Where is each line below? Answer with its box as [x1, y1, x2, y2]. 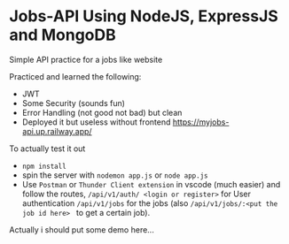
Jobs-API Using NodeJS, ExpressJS [9, 6, 279, 27]
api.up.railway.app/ [21, 126, 92, 136]
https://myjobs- [172, 117, 230, 127]
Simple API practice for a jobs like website [9, 54, 163, 65]
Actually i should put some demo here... [9, 224, 155, 235]
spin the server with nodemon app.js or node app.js [21, 170, 208, 180]
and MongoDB [9, 25, 117, 45]
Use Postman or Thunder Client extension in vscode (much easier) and [21, 179, 281, 189]
